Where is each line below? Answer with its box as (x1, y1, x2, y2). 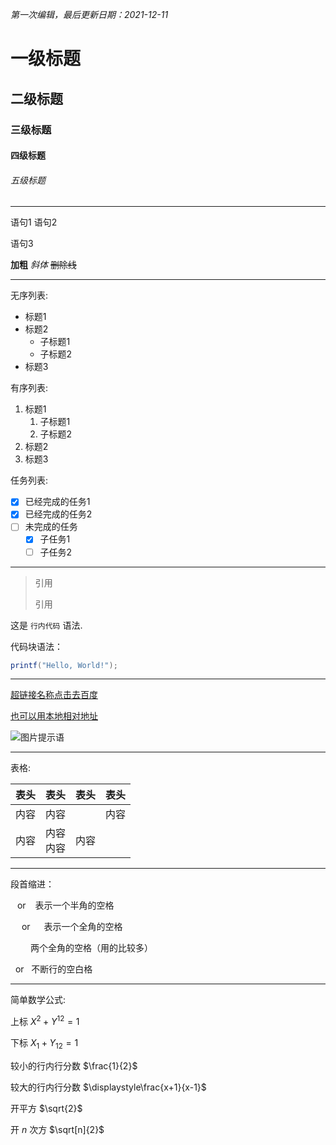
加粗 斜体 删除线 (10, 259, 77, 271)
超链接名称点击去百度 (10, 689, 98, 701)
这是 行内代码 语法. (10, 619, 83, 631)
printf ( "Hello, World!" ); (10, 660, 118, 670)
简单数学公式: (10, 994, 67, 1006)
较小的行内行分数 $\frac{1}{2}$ (10, 1059, 138, 1072)
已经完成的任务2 (24, 508, 93, 520)
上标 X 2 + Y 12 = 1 (10, 1014, 80, 1028)
